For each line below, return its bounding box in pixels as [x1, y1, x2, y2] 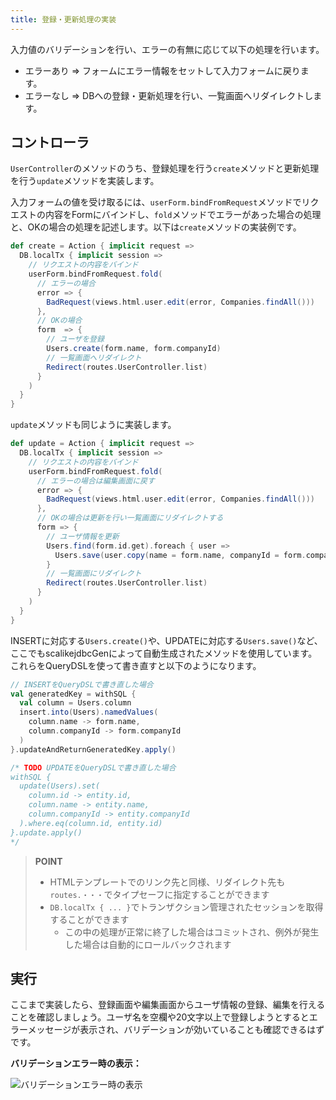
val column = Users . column [19, 698, 132, 708]
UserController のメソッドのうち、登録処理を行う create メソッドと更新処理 [10, 162, 320, 175]
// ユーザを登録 [46, 334, 105, 345]
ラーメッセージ [10, 1024, 72, 1036]
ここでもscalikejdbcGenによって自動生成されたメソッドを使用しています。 [10, 647, 318, 659]
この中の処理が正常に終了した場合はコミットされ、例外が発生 [64, 926, 320, 938]
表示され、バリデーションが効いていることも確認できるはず [79, 1024, 325, 1036]
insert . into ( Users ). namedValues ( [19, 707, 159, 718]
